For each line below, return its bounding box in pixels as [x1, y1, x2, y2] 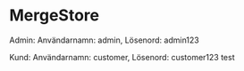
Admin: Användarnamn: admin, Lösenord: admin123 [9, 35, 199, 45]
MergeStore [9, 5, 100, 26]
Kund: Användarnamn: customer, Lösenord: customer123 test [9, 51, 235, 62]
